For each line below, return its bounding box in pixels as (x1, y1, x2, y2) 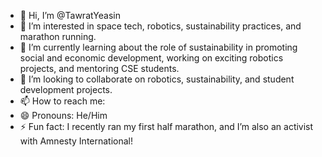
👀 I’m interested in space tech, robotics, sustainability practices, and (19, 20, 302, 32)
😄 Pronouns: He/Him (19, 110, 108, 121)
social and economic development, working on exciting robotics (19, 52, 284, 64)
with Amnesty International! (19, 135, 134, 147)
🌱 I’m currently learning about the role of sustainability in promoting (19, 41, 298, 53)
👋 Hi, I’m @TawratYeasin (19, 10, 121, 21)
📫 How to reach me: (19, 95, 106, 107)
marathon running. (19, 31, 97, 42)
